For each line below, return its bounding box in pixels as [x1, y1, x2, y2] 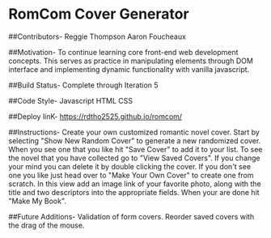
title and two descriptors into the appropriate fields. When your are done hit [8, 187, 260, 197]
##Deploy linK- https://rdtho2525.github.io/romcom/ [8, 111, 183, 121]
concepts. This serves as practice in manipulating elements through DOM [8, 56, 253, 66]
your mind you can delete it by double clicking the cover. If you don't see [8, 161, 252, 171]
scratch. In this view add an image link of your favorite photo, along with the [8, 179, 261, 189]
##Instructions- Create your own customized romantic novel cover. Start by [8, 127, 260, 137]
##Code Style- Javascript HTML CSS [8, 96, 133, 105]
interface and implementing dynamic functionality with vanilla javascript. [8, 64, 250, 74]
